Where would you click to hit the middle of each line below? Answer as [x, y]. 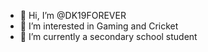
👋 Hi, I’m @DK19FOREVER [73, 15]
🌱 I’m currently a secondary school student [108, 36]
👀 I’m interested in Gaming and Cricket [99, 26]
